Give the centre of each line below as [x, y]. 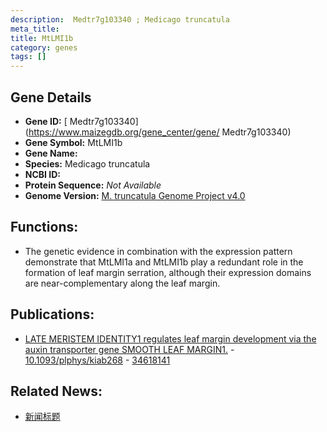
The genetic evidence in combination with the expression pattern [158, 251]
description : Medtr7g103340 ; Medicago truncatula [120, 19]
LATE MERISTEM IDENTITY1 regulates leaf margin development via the [170, 338]
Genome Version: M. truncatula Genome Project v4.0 [135, 195]
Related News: [56, 391]
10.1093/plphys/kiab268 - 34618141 [97, 360]
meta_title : [35, 29]
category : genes [44, 47]
